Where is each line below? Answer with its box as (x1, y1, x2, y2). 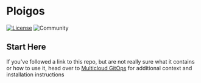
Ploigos (6, 4, 46, 18)
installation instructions (6, 71, 65, 78)
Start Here (6, 42, 47, 52)
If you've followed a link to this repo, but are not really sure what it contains (6, 58, 195, 65)
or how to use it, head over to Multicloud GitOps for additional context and (6, 64, 192, 71)
